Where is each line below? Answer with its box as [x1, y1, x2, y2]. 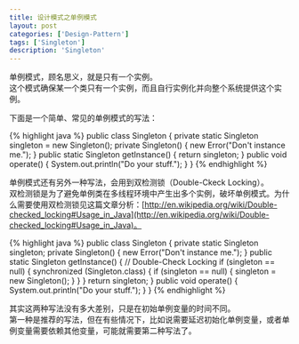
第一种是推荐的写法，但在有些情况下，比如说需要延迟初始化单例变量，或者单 [9, 315, 290, 325]
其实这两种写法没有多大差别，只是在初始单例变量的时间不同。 [9, 303, 236, 314]
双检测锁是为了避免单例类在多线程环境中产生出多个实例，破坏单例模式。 [9, 188, 274, 199]
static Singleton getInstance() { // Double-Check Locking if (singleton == [9, 257, 276, 268]
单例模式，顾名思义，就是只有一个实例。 [9, 72, 158, 83]
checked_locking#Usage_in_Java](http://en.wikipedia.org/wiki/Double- [9, 210, 270, 220]
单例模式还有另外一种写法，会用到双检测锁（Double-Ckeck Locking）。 [9, 177, 269, 188]
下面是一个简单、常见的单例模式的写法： [9, 113, 158, 124]
